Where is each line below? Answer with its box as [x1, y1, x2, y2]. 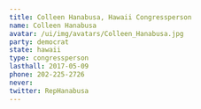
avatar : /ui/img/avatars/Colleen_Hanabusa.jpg [9, 29, 184, 38]
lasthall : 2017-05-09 [9, 62, 89, 71]
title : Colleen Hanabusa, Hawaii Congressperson [9, 12, 192, 22]
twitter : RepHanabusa [9, 86, 89, 95]
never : [9, 78, 34, 87]
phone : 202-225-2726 [9, 70, 86, 79]
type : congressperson [9, 54, 89, 62]
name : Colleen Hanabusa [9, 21, 97, 30]
